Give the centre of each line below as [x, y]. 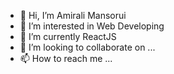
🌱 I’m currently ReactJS [68, 36]
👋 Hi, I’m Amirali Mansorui [73, 15]
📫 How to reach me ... [66, 58]
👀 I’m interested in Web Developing [92, 26]
